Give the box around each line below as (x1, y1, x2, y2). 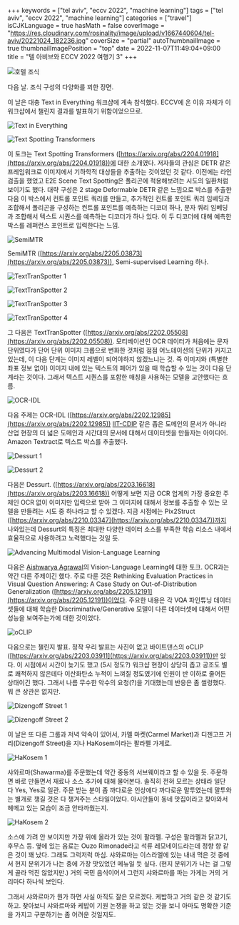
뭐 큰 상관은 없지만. (7, 687, 61, 695)
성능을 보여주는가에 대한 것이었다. (7, 614, 101, 622)
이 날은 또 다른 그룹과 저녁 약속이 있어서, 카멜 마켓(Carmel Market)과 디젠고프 (7, 730, 225, 738)
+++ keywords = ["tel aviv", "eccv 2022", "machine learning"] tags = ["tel (7, 6, 223, 14)
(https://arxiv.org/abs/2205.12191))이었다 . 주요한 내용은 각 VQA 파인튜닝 (7, 596, 213, 604)
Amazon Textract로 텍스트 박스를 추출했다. (7, 438, 128, 445)
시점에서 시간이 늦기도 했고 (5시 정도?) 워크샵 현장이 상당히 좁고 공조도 (24, 660, 220, 669)
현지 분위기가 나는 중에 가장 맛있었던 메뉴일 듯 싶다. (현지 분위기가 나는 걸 (14, 859, 219, 868)
